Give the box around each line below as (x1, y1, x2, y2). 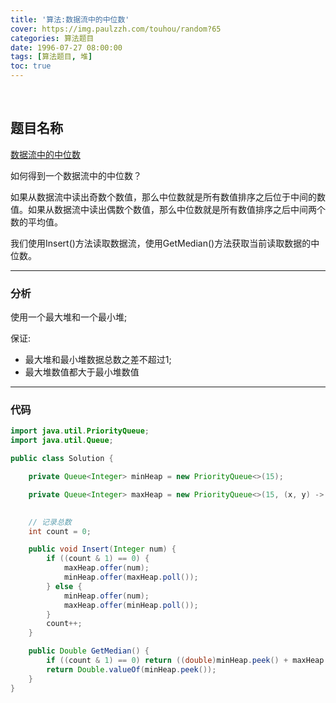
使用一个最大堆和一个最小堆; (10, 311, 128, 323)
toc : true (10, 61, 52, 71)
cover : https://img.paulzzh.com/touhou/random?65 (10, 24, 222, 34)
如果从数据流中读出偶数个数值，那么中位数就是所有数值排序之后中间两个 (27, 203, 326, 215)
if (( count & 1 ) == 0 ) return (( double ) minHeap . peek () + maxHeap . (46, 656, 329, 666)
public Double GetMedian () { (28, 646, 150, 656)
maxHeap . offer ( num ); (63, 563, 150, 573)
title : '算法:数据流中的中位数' (10, 14, 130, 25)
